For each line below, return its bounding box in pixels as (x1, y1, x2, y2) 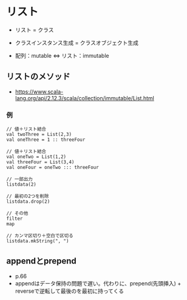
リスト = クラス (15, 26, 54, 33)
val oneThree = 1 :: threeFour (6, 137, 86, 143)
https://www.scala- (15, 88, 64, 95)
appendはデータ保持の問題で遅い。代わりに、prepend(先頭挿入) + (15, 279, 182, 287)
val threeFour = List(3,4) (6, 159, 75, 165)
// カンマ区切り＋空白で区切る (6, 233, 74, 239)
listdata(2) (6, 182, 36, 188)
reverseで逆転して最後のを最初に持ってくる (15, 287, 124, 295)
